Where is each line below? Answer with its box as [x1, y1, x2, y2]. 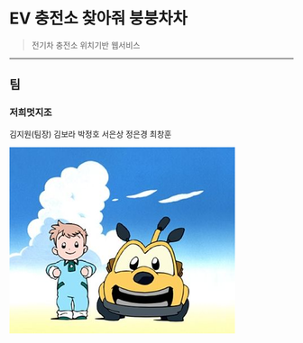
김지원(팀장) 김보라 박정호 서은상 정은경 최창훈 [9, 128, 172, 140]
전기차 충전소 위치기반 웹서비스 [31, 40, 141, 50]
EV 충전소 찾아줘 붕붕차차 [9, 8, 188, 29]
